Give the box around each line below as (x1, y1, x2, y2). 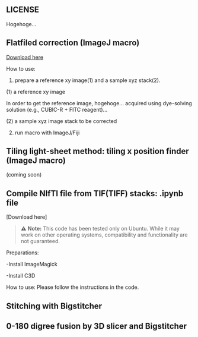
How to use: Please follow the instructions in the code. (6, 284, 139, 291)
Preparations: (6, 249, 39, 256)
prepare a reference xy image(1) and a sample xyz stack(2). (14, 77, 161, 84)
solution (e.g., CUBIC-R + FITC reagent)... (6, 106, 108, 113)
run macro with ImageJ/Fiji (14, 129, 80, 136)
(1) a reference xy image (6, 88, 66, 95)
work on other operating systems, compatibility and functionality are (20, 231, 188, 238)
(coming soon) (6, 171, 42, 178)
